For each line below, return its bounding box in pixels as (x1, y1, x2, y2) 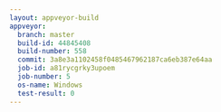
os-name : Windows (17, 80, 83, 89)
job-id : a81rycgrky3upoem (17, 64, 116, 73)
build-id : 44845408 (17, 38, 91, 48)
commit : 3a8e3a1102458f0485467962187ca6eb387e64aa (17, 55, 213, 64)
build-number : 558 (17, 47, 88, 56)
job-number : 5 (17, 72, 71, 81)
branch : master (17, 30, 75, 39)
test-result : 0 (17, 89, 75, 98)
